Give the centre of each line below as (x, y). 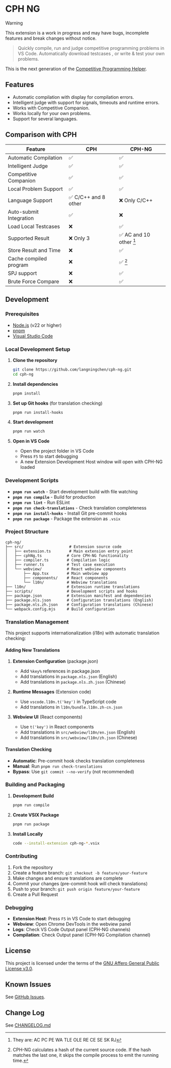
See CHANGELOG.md (28, 1025)
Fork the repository (33, 867)
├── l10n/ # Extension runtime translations (73, 587)
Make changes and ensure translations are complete (68, 878)
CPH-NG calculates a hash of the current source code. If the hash (82, 1050)
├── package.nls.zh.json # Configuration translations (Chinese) (79, 605)
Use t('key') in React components (57, 727)
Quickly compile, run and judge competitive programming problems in (91, 48)
